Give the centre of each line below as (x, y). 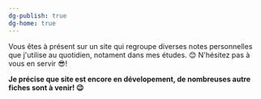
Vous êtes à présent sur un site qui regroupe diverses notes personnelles (130, 46)
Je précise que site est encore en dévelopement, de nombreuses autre (130, 79)
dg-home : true (32, 23)
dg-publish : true (38, 16)
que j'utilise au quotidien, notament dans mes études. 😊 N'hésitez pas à (129, 55)
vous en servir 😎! (38, 63)
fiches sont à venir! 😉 (46, 87)
